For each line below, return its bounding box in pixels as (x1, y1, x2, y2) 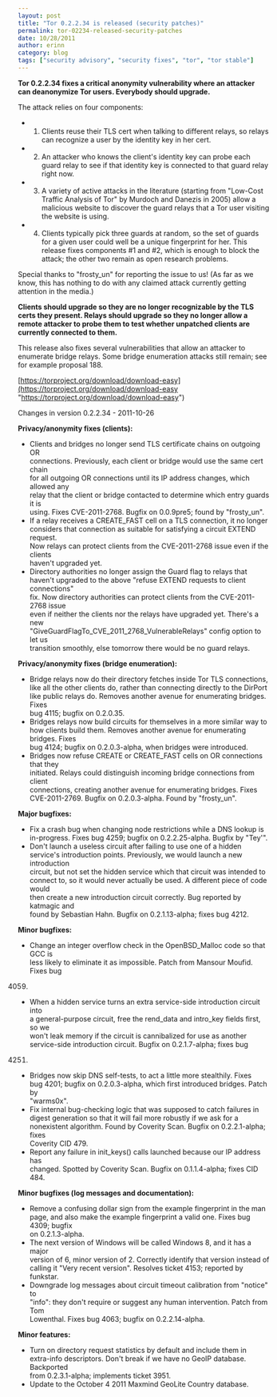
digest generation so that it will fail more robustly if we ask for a (29, 1113, 239, 1122)
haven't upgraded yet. (29, 558, 103, 568)
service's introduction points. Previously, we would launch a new (29, 849, 243, 859)
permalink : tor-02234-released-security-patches (18, 26, 183, 34)
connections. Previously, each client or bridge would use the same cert (29, 456, 263, 465)
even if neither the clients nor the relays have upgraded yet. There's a (29, 609, 259, 619)
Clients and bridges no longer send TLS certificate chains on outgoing (29, 439, 261, 448)
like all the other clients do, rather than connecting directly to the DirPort (29, 682, 267, 692)
